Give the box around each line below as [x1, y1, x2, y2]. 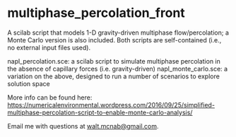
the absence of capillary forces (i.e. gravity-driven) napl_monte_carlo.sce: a [7, 64, 228, 73]
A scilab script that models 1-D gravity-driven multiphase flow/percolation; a [7, 28, 230, 37]
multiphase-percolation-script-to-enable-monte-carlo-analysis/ [7, 108, 193, 117]
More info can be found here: [7, 93, 93, 102]
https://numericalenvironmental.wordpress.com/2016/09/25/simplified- [7, 100, 216, 109]
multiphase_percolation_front [7, 5, 185, 21]
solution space [7, 79, 51, 88]
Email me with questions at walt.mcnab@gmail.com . [7, 121, 159, 130]
